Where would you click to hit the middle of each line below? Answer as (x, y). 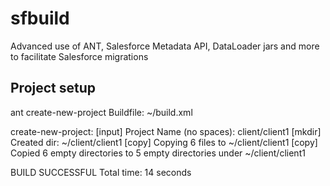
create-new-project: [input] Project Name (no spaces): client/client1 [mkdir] (166, 131)
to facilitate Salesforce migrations (79, 56)
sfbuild (40, 18)
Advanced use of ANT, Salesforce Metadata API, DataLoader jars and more (165, 46)
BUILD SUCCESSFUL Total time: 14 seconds (101, 172)
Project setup (53, 88)
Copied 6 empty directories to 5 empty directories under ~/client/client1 (158, 153)
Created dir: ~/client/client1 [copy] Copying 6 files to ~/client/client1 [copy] (164, 142)
